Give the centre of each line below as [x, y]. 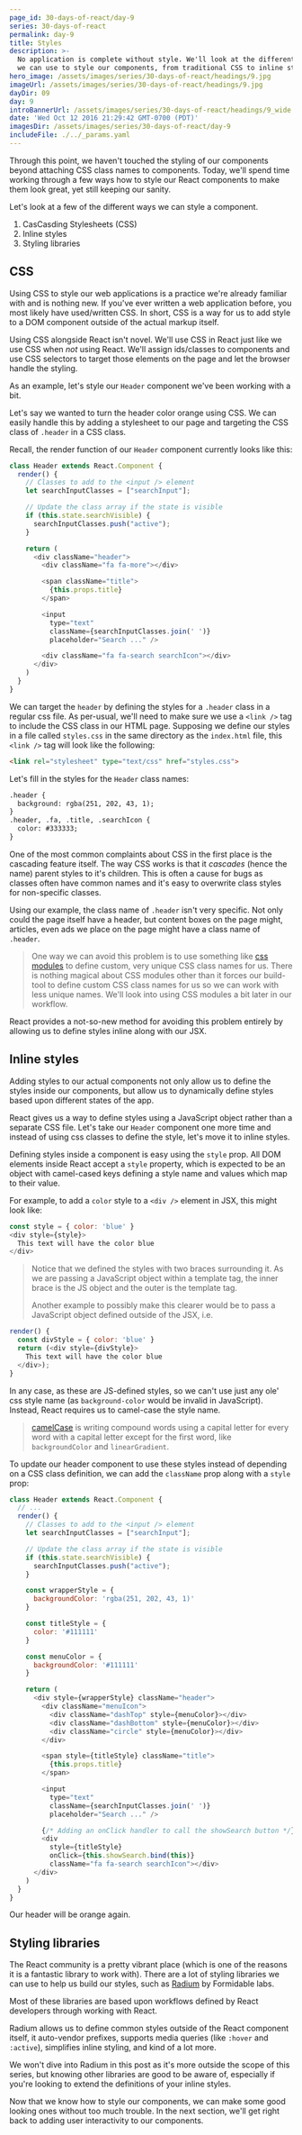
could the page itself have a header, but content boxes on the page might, [146, 919]
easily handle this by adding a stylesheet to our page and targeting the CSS [149, 422]
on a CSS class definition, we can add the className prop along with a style [150, 1473]
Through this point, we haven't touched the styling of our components [139, 160]
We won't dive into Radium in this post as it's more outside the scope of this [150, 2065]
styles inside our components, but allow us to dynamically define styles [142, 1090]
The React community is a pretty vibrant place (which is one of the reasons [148, 1965]
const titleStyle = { [66, 1623]
